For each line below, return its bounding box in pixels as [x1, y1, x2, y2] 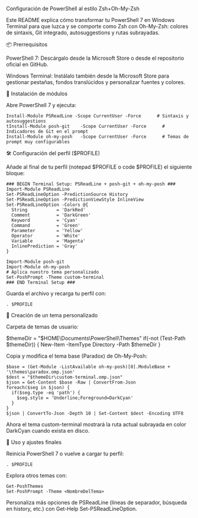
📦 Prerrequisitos [6, 41, 48, 48]
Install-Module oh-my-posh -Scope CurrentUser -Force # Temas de [6, 134, 189, 140]
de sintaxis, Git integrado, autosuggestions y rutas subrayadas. [6, 29, 160, 36]
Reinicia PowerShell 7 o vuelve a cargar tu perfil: [6, 450, 124, 457]
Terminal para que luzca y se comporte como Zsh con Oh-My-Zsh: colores [6, 23, 189, 30]
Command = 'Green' [11, 223, 81, 229]
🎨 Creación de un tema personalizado [6, 312, 98, 318]
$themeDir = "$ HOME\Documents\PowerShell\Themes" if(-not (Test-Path [6, 334, 186, 342]
